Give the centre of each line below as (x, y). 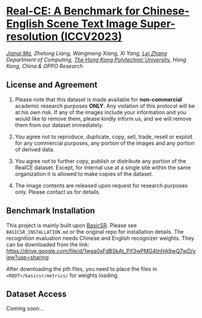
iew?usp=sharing (28, 257)
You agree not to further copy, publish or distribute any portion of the (100, 161)
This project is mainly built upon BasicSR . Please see (72, 225)
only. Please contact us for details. (58, 192)
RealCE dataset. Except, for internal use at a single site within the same (103, 167)
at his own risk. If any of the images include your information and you (100, 112)
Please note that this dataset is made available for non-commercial (98, 99)
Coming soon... (25, 308)
